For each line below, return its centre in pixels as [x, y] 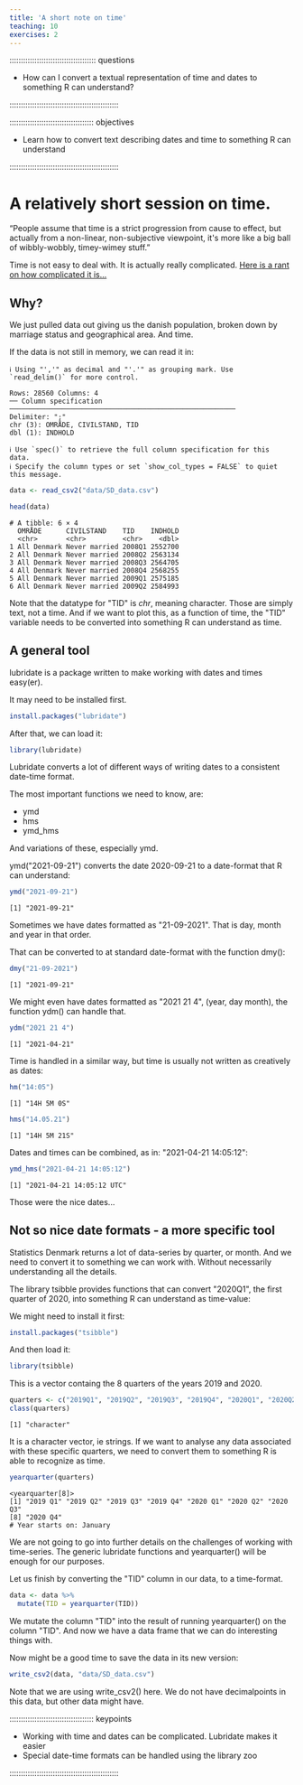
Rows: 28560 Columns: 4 [54, 394]
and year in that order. [50, 935]
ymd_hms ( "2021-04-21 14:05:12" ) [70, 1169]
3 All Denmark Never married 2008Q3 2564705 [94, 562]
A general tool [50, 651]
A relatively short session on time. [140, 203]
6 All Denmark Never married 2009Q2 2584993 [94, 586]
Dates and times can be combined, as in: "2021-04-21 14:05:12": [129, 1152]
